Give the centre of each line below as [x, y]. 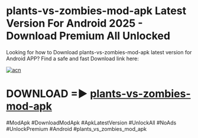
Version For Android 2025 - [74, 23]
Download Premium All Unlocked [88, 36]
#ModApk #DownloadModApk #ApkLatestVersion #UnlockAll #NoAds [91, 123]
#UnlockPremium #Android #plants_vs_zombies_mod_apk [77, 129]
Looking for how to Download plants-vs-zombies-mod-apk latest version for [99, 52]
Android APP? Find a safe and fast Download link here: [72, 58]
